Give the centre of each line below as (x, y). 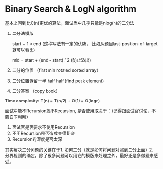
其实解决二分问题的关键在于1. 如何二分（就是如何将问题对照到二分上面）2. (79, 150)
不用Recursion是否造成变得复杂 (43, 133)
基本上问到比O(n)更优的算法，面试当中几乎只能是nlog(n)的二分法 (70, 23)
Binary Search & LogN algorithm (71, 9)
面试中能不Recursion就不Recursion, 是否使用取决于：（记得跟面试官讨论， (78, 111)
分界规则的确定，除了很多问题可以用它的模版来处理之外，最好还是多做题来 (79, 155)
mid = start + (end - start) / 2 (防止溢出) (51, 60)
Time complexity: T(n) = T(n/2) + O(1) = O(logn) (53, 101)
